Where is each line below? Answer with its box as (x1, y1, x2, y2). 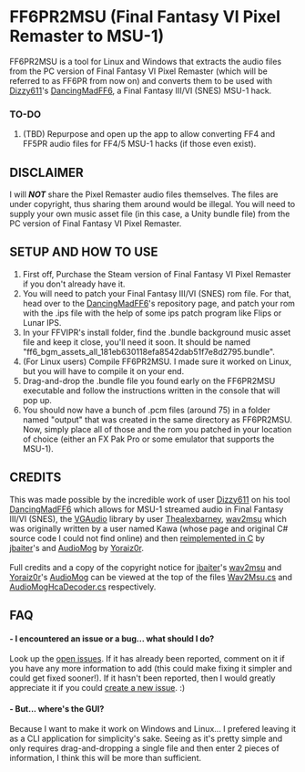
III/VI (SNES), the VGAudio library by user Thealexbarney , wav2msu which (9, 513, 287, 524)
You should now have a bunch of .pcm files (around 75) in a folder (22, 404, 270, 415)
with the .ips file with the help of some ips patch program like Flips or (22, 308, 282, 318)
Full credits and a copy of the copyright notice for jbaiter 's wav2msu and (9, 561, 282, 572)
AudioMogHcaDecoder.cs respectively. (9, 581, 157, 592)
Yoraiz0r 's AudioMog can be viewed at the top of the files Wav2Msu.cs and (9, 571, 293, 582)
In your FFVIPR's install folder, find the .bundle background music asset (22, 327, 291, 338)
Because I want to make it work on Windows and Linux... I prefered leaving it (9, 724, 297, 735)
